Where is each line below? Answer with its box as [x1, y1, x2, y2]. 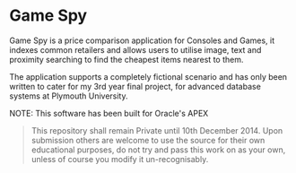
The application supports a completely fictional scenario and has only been [9, 71, 288, 82]
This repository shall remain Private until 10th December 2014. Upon [30, 125, 283, 135]
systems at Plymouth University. [9, 91, 128, 101]
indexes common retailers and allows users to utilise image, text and [9, 44, 262, 55]
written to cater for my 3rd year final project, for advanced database [9, 81, 262, 91]
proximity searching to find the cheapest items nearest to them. [9, 54, 244, 65]
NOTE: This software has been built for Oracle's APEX [9, 108, 209, 118]
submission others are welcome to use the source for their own [30, 134, 266, 145]
